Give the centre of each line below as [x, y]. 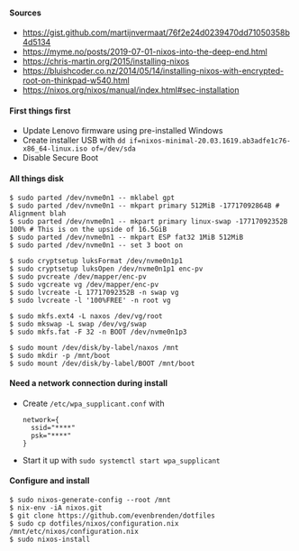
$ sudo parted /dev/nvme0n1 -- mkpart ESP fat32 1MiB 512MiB [127, 237]
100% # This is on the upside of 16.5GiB [88, 229]
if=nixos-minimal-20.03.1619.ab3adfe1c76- [210, 141]
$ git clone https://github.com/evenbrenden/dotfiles [113, 516]
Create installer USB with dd [74, 141]
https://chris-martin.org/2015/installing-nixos [106, 61]
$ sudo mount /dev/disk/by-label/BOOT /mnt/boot [102, 363]
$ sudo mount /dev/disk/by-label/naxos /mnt [94, 347]
